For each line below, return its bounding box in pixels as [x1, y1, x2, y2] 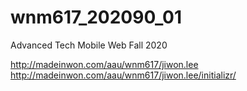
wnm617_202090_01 [10, 6, 183, 29]
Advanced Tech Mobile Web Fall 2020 [10, 39, 168, 51]
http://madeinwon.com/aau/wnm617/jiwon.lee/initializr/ [10, 69, 237, 81]
